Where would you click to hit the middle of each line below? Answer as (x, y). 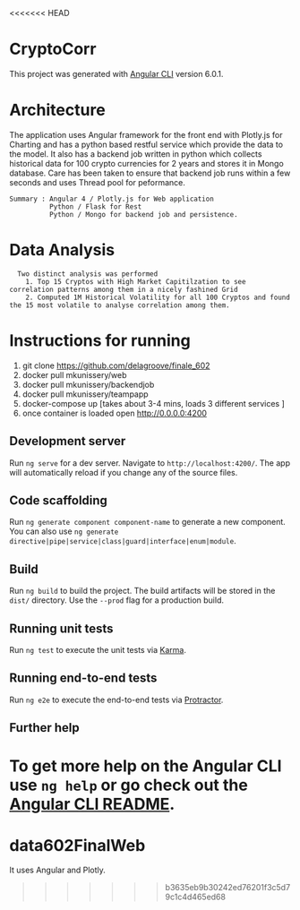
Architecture (57, 110)
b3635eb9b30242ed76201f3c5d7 (228, 888)
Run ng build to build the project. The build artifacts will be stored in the (142, 591)
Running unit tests (61, 628)
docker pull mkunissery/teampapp (86, 394)
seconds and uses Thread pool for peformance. (97, 182)
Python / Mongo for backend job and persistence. (144, 214)
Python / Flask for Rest (95, 206)
